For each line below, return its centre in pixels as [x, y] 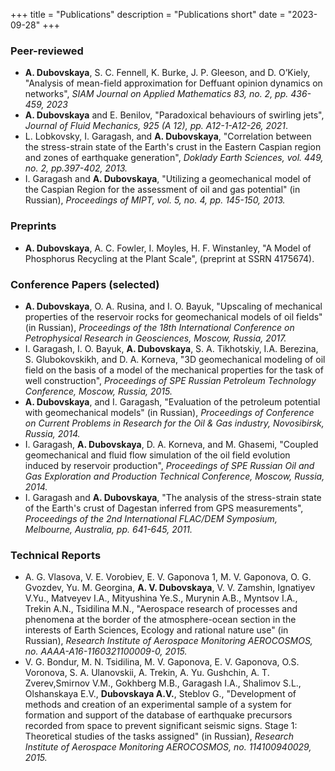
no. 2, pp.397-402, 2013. [76, 168]
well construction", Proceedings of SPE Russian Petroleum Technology [170, 380]
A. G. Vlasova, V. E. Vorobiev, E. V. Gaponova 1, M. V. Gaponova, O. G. [168, 577]
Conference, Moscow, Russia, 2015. [98, 391]
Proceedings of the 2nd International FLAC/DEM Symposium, [151, 518]
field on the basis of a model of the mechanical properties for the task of [174, 370]
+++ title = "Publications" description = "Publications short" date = [148, 14]
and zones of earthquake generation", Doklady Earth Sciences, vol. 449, [174, 158]
